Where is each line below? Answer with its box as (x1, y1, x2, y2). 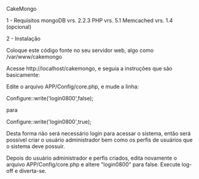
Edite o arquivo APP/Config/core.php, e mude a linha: (6, 83, 139, 90)
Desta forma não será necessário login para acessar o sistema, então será (6, 130, 191, 137)
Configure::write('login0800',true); (6, 118, 92, 125)
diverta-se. (19, 168, 46, 174)
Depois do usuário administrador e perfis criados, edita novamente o (6, 154, 177, 161)
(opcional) (6, 24, 32, 30)
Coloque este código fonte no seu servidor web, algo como (6, 47, 154, 54)
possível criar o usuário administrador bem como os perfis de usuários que (6, 136, 193, 143)
